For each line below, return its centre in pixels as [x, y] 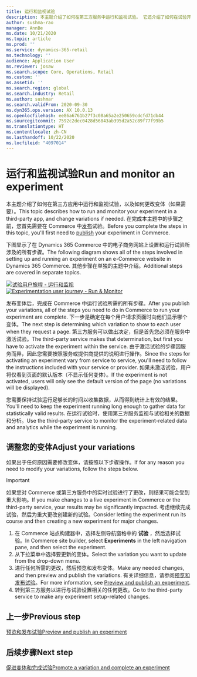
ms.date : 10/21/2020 [31, 34]
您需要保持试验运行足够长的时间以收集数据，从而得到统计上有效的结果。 [93, 399]
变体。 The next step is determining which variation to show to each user [94, 324]
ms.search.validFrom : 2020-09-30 [47, 104]
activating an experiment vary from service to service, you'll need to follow [96, 360]
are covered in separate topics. [44, 272]
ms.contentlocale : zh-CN [36, 132]
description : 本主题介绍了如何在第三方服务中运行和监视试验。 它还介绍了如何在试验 [96, 17]
